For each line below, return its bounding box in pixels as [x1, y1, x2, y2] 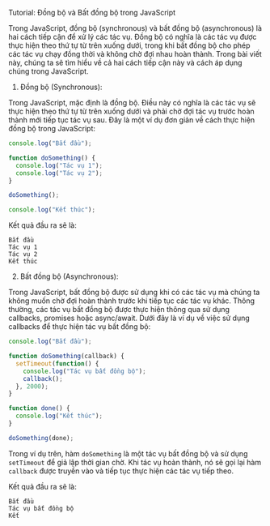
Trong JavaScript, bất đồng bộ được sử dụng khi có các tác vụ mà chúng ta [8, 288, 260, 297]
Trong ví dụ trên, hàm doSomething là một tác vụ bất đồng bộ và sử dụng [8, 448, 248, 458]
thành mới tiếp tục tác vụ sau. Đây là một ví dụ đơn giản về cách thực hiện [8, 115, 255, 125]
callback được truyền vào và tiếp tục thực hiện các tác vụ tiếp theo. [8, 466, 234, 476]
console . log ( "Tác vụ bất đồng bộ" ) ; [23, 367, 147, 375]
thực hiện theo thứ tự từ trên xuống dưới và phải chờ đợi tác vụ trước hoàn [8, 106, 255, 116]
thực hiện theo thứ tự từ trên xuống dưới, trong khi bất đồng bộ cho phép [8, 41, 251, 50]
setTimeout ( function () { [15, 359, 99, 368]
